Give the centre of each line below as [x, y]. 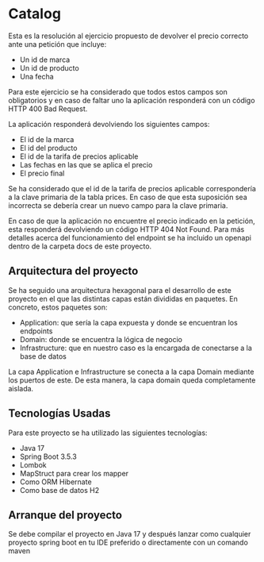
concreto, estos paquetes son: [58, 307]
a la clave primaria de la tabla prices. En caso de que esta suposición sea [128, 197]
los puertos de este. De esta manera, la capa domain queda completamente [132, 380]
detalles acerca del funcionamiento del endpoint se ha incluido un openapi [130, 237]
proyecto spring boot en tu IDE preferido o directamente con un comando [128, 543]
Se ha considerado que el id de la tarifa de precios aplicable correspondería [132, 188]
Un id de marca [45, 60]
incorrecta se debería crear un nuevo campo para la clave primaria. [118, 205]
